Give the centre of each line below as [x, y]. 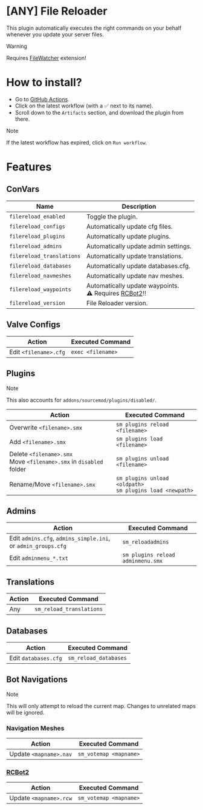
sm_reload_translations [69, 609]
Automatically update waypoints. [133, 285]
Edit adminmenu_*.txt [39, 558]
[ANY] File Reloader [57, 11]
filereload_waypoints [40, 289]
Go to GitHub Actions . [42, 99]
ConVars [23, 189]
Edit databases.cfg [36, 658]
